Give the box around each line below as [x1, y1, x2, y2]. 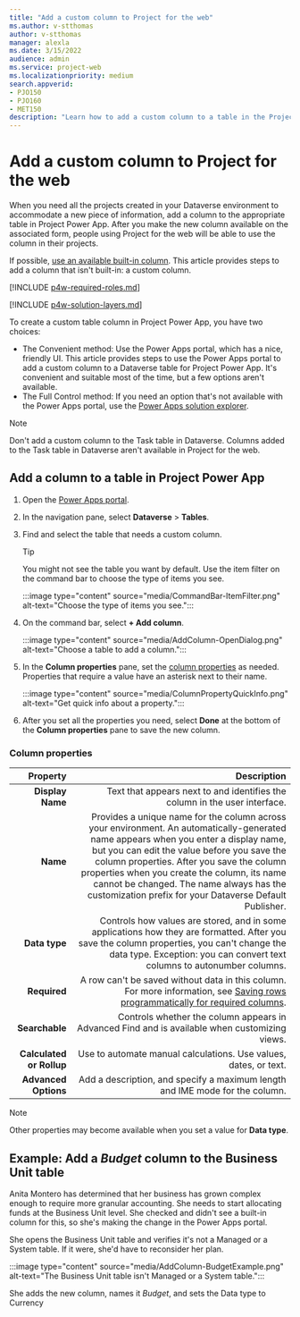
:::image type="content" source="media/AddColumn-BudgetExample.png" [9, 1261, 284, 1271]
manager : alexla [9, 38, 70, 47]
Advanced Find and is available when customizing [77, 1022, 287, 1034]
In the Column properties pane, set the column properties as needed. [21, 661, 279, 671]
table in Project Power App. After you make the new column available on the [9, 219, 288, 230]
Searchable [17, 1022, 67, 1034]
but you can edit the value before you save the [92, 844, 287, 857]
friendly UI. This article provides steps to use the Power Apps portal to [21, 353, 281, 364]
